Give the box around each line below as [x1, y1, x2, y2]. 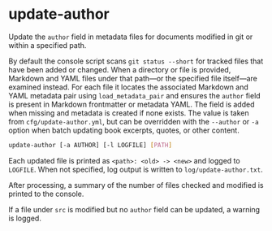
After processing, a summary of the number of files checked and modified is [8, 180, 264, 190]
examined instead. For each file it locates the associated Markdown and [8, 82, 249, 92]
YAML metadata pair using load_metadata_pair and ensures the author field [8, 90, 261, 100]
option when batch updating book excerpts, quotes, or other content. [8, 125, 240, 135]
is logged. [8, 213, 42, 223]
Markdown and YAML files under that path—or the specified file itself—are [8, 73, 258, 83]
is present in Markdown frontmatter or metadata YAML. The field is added [8, 99, 255, 109]
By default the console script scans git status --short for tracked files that [8, 56, 264, 66]
